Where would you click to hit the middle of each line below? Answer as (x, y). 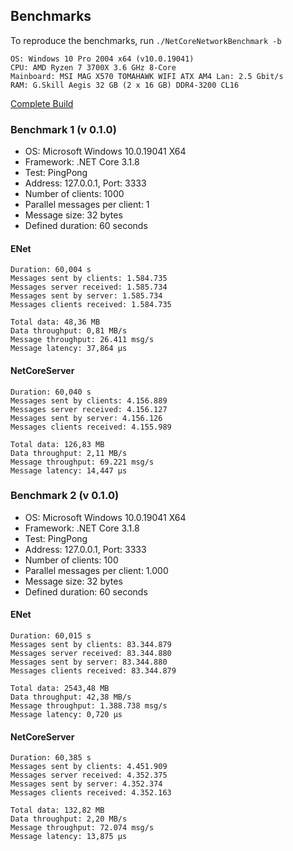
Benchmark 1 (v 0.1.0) (63, 129)
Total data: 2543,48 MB (60, 689)
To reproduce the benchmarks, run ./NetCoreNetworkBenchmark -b (146, 40)
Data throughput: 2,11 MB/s (69, 453)
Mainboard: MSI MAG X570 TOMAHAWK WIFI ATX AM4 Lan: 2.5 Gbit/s (147, 76)
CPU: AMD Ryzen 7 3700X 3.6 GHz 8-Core (93, 67)
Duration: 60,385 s (51, 758)
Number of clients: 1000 (74, 194)
